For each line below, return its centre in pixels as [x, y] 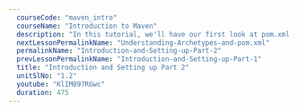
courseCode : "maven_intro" [67, 17]
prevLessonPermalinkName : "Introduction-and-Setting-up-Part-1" [139, 59]
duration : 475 [43, 92]
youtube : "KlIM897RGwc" [61, 84]
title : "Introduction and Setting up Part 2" [103, 68]
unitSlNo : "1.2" [47, 76]
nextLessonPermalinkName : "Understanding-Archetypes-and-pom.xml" [143, 43]
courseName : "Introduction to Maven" [87, 26]
